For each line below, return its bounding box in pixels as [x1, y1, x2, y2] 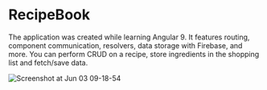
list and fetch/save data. [8, 58, 88, 67]
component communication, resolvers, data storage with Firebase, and [8, 40, 243, 50]
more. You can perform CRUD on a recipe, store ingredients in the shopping [8, 49, 260, 59]
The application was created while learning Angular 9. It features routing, [8, 32, 250, 42]
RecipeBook [8, 6, 91, 24]
